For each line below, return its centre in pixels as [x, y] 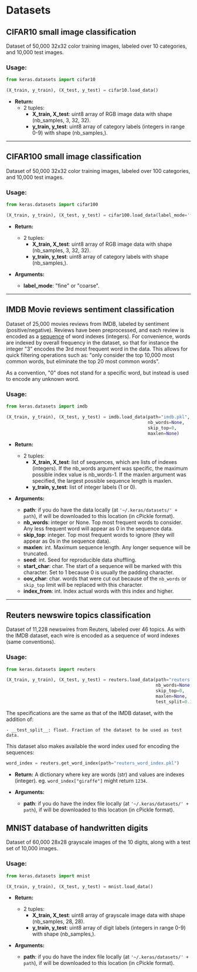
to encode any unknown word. [43, 379]
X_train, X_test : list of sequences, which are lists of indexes [104, 462]
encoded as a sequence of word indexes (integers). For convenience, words [98, 336]
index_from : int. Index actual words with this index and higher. [98, 591]
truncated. [36, 554]
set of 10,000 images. [32, 849]
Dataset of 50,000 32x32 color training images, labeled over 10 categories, [97, 46]
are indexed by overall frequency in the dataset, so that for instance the [92, 342]
